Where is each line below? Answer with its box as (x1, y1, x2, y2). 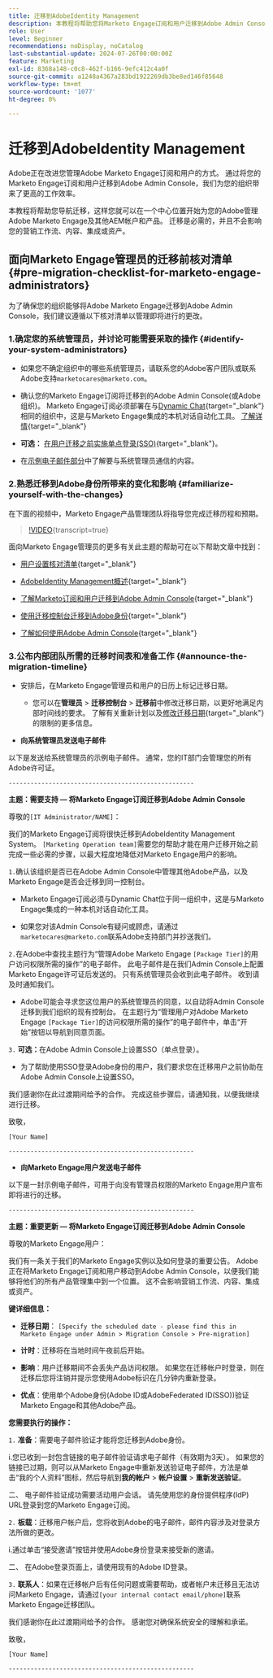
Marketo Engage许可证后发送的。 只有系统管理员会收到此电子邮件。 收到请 (8, 969, 260, 978)
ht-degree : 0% (8, 95, 57, 103)
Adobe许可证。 (8, 762, 59, 773)
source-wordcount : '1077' (8, 87, 96, 96)
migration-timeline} (8, 660, 88, 672)
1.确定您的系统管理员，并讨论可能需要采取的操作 (8, 333, 198, 344)
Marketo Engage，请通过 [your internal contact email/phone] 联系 (15, 1589, 241, 1599)
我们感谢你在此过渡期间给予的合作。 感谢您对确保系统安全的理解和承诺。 (8, 1616, 253, 1627)
